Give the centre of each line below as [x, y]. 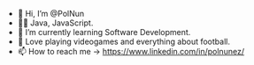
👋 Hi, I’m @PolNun [51, 14]
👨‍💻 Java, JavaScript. [55, 23]
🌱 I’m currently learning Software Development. [104, 32]
